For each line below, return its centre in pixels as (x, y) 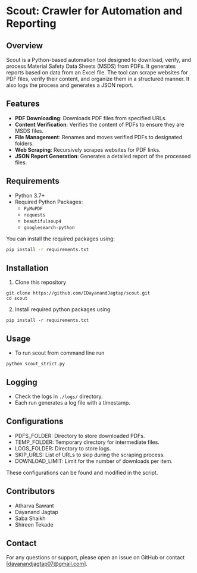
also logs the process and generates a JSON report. (70, 85)
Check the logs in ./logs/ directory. (59, 396)
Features (23, 104)
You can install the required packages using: (60, 239)
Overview (25, 46)
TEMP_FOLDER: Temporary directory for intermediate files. (87, 442)
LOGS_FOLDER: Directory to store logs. (63, 448)
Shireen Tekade (34, 524)
